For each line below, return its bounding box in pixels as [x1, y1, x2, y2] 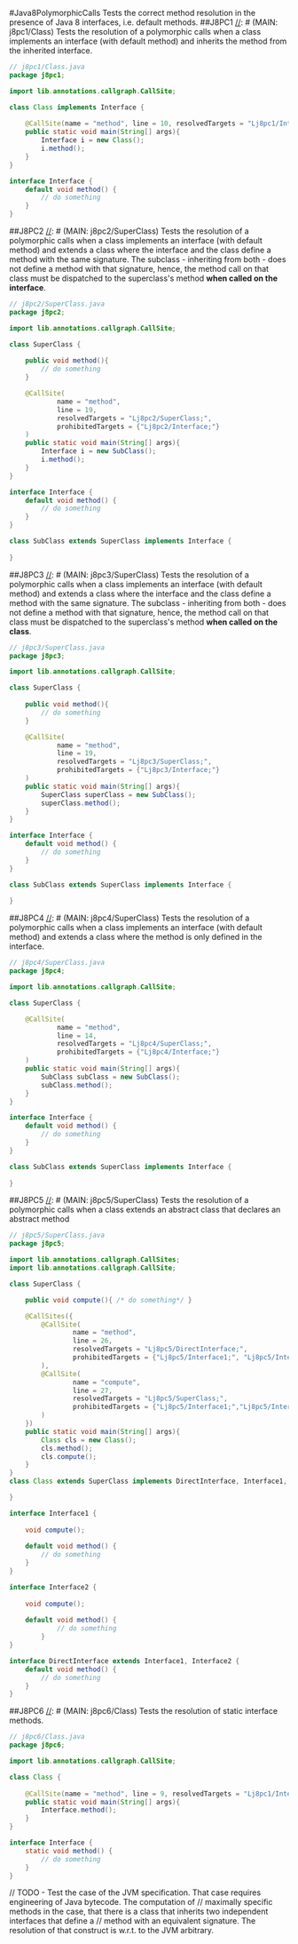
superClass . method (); [41, 799, 122, 808]
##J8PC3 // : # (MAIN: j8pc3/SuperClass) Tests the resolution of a [9, 569, 250, 580]
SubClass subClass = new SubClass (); [41, 1072, 180, 1081]
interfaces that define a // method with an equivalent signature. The [9, 1916, 256, 1926]
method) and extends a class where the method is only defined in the [9, 932, 263, 943]
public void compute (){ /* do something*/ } [25, 1295, 192, 1304]
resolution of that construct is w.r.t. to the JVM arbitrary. [9, 1925, 215, 1936]
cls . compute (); [41, 1452, 98, 1461]
